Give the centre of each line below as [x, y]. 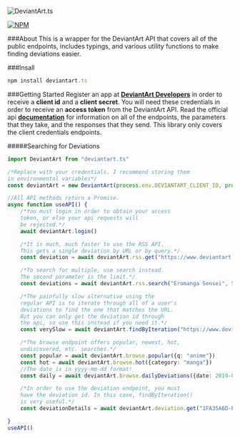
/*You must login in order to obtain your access [96, 212]
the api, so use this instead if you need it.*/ [94, 323]
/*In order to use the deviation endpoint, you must [100, 389]
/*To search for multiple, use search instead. [92, 270]
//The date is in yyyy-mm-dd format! [76, 369]
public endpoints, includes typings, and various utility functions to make [113, 46]
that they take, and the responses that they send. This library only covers [115, 124]
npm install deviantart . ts [47, 81]
